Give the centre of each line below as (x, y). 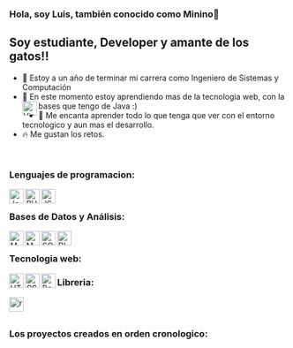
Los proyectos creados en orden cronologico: (109, 334)
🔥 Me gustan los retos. (63, 134)
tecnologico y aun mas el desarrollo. (88, 125)
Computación (47, 87)
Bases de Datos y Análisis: (67, 216)
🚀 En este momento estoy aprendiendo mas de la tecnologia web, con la (153, 96)
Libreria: (75, 283)
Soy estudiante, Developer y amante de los (129, 43)
